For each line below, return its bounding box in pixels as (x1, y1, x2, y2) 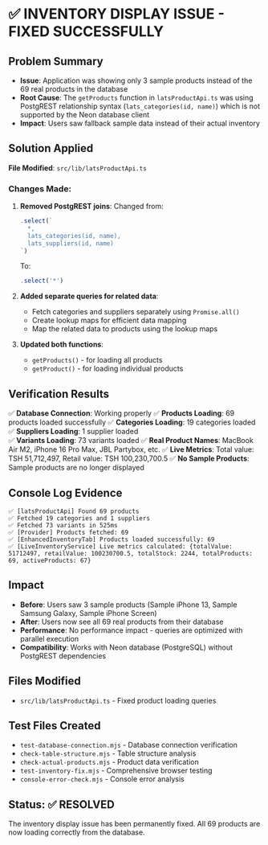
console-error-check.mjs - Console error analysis (19, 774, 185, 784)
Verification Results (8, 387, 110, 400)
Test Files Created (8, 719, 101, 732)
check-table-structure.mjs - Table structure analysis (19, 749, 197, 758)
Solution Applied (8, 142, 94, 155)
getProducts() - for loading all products (31, 355, 163, 365)
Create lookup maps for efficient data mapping (31, 315, 187, 326)
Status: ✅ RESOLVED (8, 798, 115, 811)
